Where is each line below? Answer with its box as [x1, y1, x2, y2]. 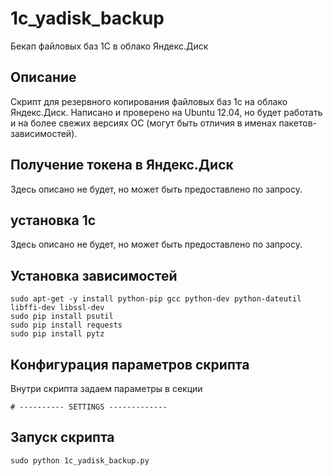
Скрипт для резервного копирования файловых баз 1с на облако [10, 95, 288, 107]
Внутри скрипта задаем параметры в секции [10, 383, 203, 394]
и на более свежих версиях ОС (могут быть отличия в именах [10, 117, 277, 129]
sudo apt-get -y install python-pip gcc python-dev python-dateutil [10, 294, 302, 304]
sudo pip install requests [10, 320, 123, 331]
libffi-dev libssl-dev [10, 303, 105, 313]
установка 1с [10, 212, 97, 229]
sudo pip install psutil [10, 312, 114, 322]
